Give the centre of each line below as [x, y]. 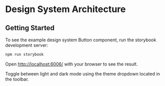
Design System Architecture [65, 9]
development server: [27, 45]
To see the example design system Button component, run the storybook [81, 40]
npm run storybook [24, 54]
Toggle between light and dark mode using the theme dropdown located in [82, 73]
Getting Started [30, 28]
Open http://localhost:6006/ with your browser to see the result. [72, 64]
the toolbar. [17, 79]
